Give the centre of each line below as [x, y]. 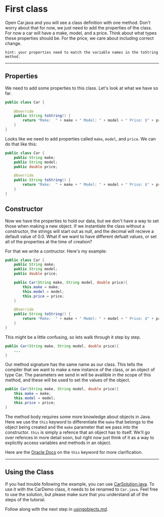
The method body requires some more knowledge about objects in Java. [78, 417]
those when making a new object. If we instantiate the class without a [75, 226]
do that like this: [21, 144]
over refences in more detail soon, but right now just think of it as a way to [80, 437]
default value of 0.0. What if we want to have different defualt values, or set [81, 236]
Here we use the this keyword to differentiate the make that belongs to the [79, 422]
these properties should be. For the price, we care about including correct [79, 38]
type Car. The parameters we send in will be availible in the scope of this [78, 375]
